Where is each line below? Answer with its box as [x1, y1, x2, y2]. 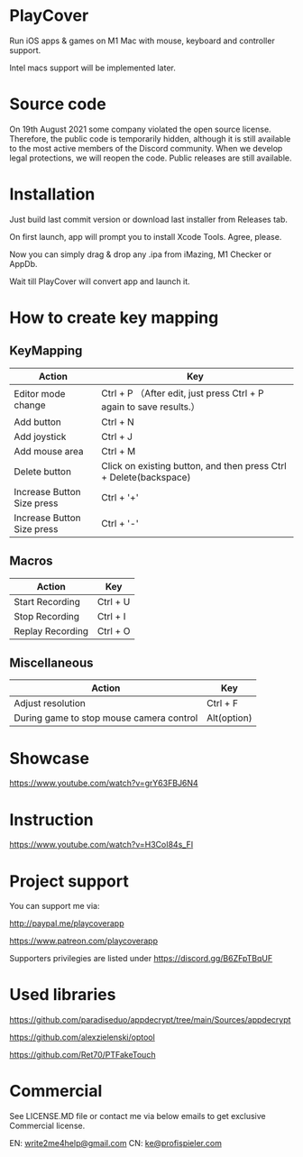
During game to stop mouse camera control [14, 712, 198, 724]
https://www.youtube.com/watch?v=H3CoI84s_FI [9, 840, 194, 850]
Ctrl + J [101, 430, 133, 443]
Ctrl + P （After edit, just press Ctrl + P [101, 387, 264, 399]
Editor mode [14, 387, 66, 399]
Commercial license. [9, 1120, 86, 1132]
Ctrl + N [101, 416, 135, 428]
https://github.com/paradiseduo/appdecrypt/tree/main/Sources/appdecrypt [9, 1015, 291, 1025]
